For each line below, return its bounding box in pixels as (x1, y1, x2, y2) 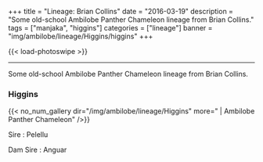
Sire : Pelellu (8, 130, 49, 139)
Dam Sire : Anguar (8, 145, 67, 155)
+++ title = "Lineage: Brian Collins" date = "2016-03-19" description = (8, 7, 233, 16)
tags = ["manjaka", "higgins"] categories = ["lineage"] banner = (8, 23, 213, 32)
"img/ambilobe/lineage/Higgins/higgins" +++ (8, 31, 153, 41)
